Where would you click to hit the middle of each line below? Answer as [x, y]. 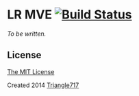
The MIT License [31, 71]
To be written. [27, 34]
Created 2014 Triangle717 [43, 85]
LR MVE [30, 15]
